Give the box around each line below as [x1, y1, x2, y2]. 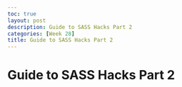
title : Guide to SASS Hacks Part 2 [7, 37, 113, 44]
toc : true [7, 10, 37, 18]
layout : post [7, 17, 46, 24]
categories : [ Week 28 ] [7, 30, 75, 37]
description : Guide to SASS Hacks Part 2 [7, 23, 133, 30]
